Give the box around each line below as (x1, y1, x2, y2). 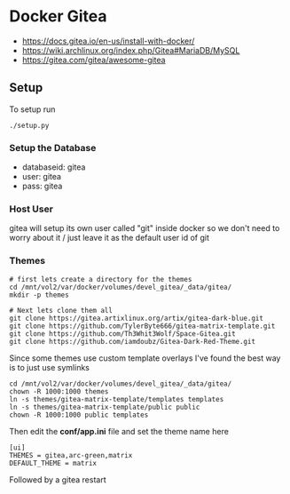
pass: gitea (21, 180, 63, 192)
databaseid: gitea (21, 162, 86, 172)
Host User (9, 203, 53, 215)
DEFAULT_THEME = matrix (9, 458, 98, 467)
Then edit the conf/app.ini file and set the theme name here (9, 426, 229, 436)
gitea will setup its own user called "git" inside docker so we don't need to (9, 223, 280, 234)
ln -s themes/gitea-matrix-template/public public (9, 402, 200, 411)
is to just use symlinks (9, 362, 90, 372)
